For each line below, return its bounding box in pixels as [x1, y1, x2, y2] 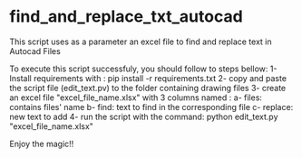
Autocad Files [9, 45, 61, 56]
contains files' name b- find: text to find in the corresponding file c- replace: [9, 101, 294, 112]
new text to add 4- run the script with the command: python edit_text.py [9, 111, 278, 122]
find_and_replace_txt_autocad [9, 6, 243, 27]
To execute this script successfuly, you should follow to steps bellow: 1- [9, 63, 278, 74]
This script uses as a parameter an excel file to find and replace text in [9, 36, 272, 47]
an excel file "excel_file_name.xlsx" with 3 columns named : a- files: [9, 92, 263, 103]
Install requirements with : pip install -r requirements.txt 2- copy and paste [9, 72, 287, 83]
